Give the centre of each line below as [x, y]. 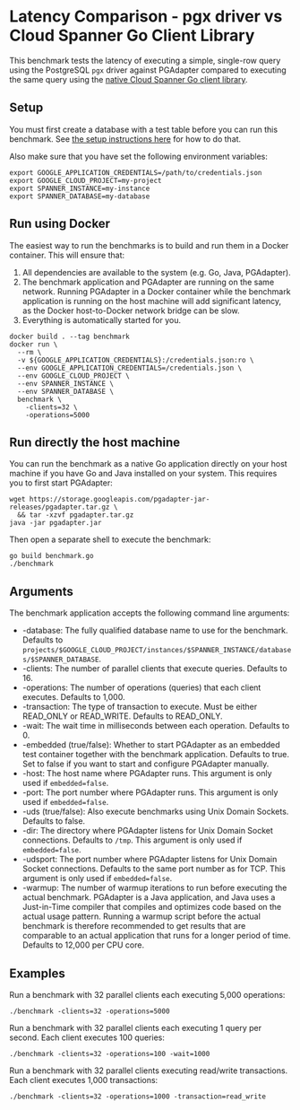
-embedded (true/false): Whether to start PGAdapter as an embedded [151, 745]
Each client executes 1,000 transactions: [84, 1080]
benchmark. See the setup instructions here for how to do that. [125, 139]
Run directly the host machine [95, 442]
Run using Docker [60, 224]
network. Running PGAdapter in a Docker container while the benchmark [156, 291]
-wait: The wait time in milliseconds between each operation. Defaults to [156, 726]
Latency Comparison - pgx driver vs [146, 17]
